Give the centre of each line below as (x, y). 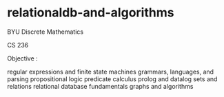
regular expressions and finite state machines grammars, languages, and (111, 72)
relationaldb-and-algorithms (91, 13)
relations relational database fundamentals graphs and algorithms (100, 86)
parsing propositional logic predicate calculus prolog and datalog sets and (112, 79)
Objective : (22, 58)
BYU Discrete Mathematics (45, 32)
